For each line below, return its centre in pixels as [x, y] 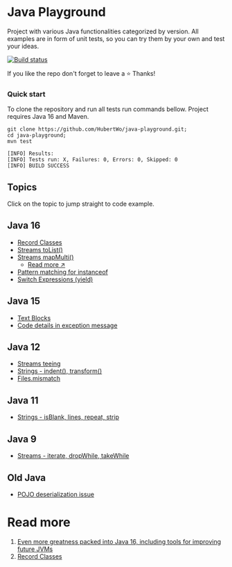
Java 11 [23, 400]
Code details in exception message [67, 325]
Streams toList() [40, 249]
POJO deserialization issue [56, 494]
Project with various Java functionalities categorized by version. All [103, 31]
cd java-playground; [37, 135]
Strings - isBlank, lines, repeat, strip [68, 417]
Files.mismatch [39, 379]
